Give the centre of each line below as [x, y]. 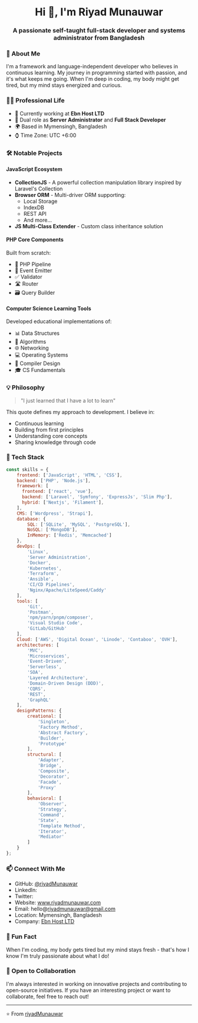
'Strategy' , [52, 810]
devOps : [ [29, 547]
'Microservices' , [48, 656]
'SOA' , [35, 672]
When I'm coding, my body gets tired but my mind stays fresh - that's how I [98, 949]
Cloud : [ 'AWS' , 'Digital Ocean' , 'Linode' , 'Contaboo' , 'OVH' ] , [97, 639]
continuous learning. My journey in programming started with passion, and [97, 73]
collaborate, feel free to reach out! [48, 996]
